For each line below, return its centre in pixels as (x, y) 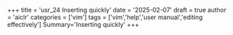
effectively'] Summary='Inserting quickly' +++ (73, 24)
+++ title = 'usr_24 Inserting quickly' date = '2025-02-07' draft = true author (117, 10)
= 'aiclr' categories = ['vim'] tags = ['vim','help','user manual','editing (105, 17)
